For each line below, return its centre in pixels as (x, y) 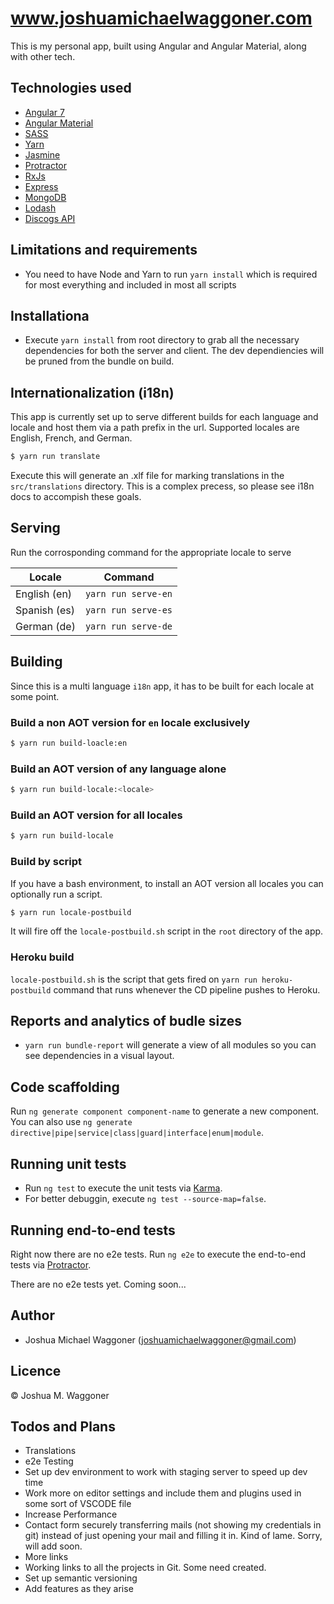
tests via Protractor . (51, 1264)
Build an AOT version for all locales (96, 815)
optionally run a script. (56, 894)
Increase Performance (71, 1514)
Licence (36, 1371)
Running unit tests (68, 1163)
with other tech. (43, 56)
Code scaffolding (65, 1087)
